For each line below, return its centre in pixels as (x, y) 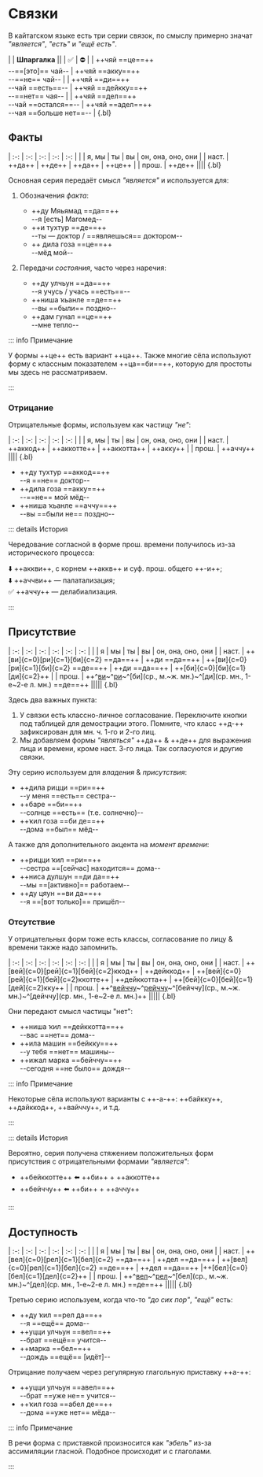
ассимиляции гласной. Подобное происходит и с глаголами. (110, 1451)
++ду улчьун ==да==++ (71, 283)
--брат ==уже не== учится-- (68, 1395)
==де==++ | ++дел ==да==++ (149, 1268)
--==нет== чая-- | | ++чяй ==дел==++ (73, 96)
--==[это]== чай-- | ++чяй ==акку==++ (74, 71)
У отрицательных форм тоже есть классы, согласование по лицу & (121, 939)
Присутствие (42, 632)
